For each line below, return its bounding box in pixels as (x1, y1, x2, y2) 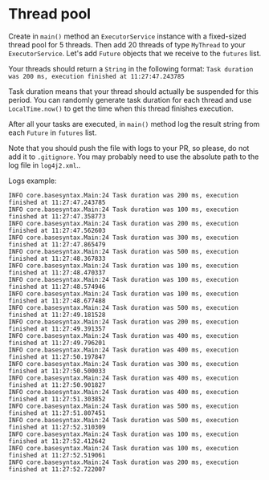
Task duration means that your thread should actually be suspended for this (8, 86, 259, 96)
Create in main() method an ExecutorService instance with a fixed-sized (8, 31, 247, 41)
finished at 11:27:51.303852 (8, 395, 106, 403)
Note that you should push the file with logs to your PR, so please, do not (8, 143, 250, 153)
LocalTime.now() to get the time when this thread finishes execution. (8, 104, 234, 113)
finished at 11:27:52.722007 (8, 465, 106, 474)
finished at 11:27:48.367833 (8, 254, 106, 262)
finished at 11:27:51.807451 (8, 409, 106, 417)
